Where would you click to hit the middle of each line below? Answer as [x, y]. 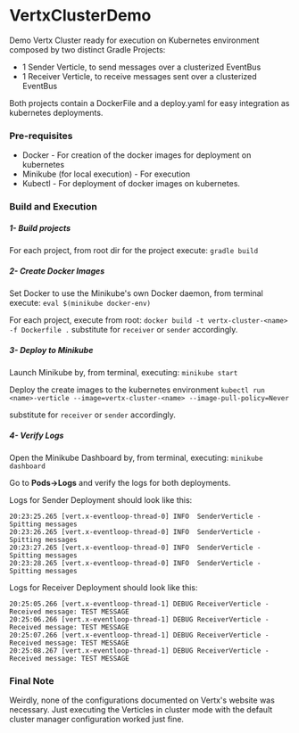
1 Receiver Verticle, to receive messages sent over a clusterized [139, 76]
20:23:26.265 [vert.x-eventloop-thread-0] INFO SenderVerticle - [135, 532]
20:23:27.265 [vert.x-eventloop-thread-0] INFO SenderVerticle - [135, 548]
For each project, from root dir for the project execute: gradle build [134, 251]
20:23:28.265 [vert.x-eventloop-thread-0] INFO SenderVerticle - [135, 564]
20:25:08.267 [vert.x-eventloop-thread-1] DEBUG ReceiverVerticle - [139, 651]
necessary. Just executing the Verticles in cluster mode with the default [141, 710]
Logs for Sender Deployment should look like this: [101, 500]
